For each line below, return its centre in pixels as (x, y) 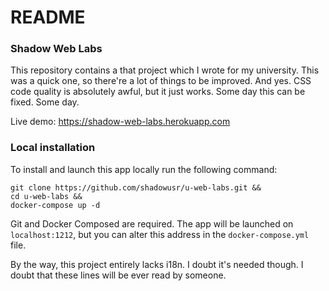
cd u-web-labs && (46, 196)
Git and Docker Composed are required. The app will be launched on (152, 223)
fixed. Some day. (45, 102)
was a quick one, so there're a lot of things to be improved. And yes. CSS (161, 81)
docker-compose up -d (55, 205)
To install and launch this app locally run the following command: (144, 169)
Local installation (53, 148)
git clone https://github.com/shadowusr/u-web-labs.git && (136, 187)
